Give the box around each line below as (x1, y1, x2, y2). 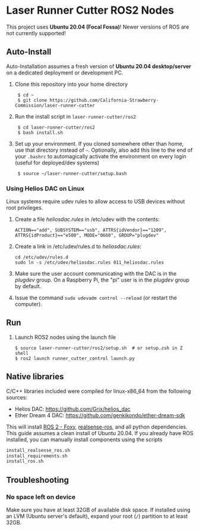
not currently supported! (6, 29, 67, 36)
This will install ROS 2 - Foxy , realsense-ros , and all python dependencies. (6, 423, 188, 430)
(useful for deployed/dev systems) (14, 159, 100, 166)
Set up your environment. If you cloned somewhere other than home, (14, 140, 184, 147)
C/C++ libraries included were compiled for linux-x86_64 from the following (6, 388, 191, 395)
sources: (6, 393, 28, 401)
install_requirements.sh (6, 453, 68, 459)
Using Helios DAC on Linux (6, 184, 85, 192)
